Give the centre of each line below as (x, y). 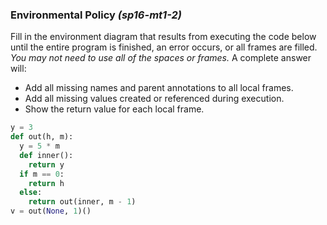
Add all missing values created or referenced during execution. (154, 99)
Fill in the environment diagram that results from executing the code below (163, 37)
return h (46, 183)
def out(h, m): (42, 137)
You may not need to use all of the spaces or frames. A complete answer (161, 58)
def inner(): (46, 155)
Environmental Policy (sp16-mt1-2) (96, 15)
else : (31, 193)
